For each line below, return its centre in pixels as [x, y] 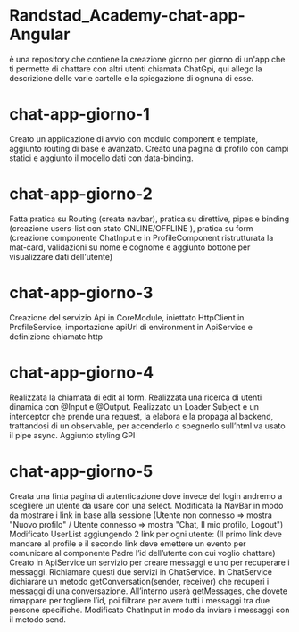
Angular [40, 34]
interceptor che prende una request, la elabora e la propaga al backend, [141, 416]
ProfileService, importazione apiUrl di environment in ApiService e [131, 327]
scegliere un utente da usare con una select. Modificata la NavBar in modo [146, 505]
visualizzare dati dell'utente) [61, 256]
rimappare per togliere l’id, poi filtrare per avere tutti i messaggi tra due [140, 600]
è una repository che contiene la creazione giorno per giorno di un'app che [147, 59]
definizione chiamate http [56, 337]
